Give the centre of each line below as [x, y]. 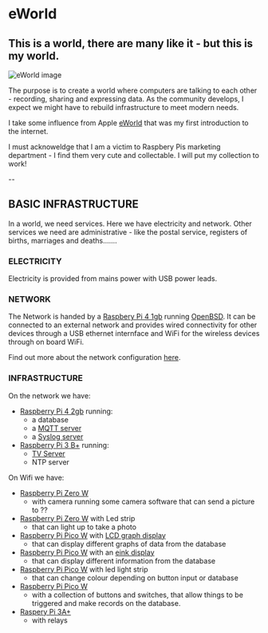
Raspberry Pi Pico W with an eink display [87, 552]
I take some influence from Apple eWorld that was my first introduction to [128, 123]
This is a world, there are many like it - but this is [131, 44]
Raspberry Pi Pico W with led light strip [84, 569]
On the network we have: [49, 395]
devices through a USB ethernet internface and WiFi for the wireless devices [134, 334]
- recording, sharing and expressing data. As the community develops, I [126, 99]
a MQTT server [57, 428]
